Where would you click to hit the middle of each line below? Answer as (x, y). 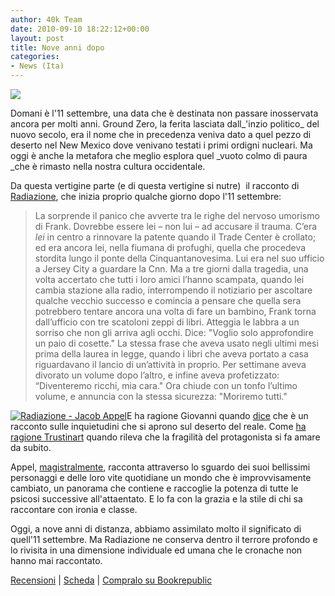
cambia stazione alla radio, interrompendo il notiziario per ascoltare (173, 290)
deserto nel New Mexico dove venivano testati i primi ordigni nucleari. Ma (161, 145)
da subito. (31, 447)
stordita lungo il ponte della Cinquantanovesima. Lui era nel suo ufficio (179, 258)
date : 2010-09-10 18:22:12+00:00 (80, 29)
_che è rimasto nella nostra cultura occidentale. (108, 166)
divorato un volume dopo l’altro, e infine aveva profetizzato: (157, 375)
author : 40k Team (46, 19)
